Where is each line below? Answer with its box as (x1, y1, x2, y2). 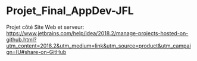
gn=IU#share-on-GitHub (6, 48, 67, 55)
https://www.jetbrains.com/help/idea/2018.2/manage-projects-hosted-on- (6, 29, 189, 36)
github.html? (6, 36, 37, 43)
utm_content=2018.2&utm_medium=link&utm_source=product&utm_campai (6, 42, 192, 49)
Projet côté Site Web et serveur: (6, 23, 85, 30)
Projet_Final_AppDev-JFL (6, 4, 134, 18)
